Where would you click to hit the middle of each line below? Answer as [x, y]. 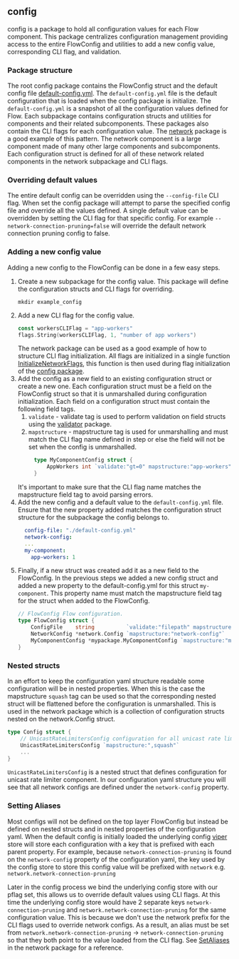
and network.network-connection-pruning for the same [146, 910]
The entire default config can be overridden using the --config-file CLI [113, 196]
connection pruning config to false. [59, 233]
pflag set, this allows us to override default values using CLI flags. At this [114, 894]
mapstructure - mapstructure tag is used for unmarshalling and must [128, 432]
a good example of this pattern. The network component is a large [104, 139]
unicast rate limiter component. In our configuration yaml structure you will [117, 780]
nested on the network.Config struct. [62, 719]
